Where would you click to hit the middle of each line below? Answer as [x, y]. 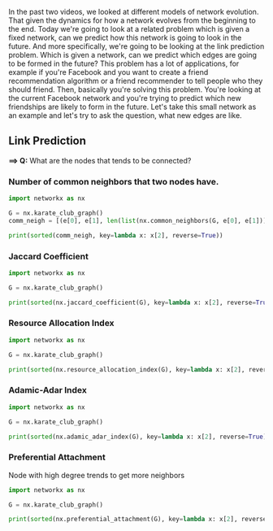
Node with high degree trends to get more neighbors [97, 475]
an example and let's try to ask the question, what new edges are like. [125, 115]
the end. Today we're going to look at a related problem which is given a [129, 29]
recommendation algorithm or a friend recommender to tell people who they [136, 81]
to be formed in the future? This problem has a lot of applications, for [124, 63]
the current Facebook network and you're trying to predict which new [125, 98]
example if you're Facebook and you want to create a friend [108, 72]
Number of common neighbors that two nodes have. [114, 181]
